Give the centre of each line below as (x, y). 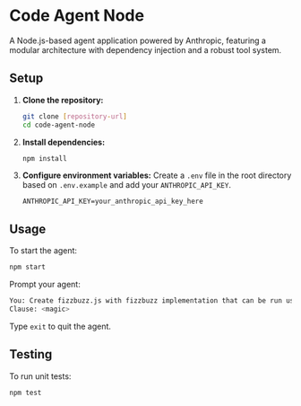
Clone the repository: (63, 100)
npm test (26, 393)
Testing (31, 354)
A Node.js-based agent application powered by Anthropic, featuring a (138, 40)
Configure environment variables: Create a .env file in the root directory (157, 175)
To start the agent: (43, 251)
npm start (28, 267)
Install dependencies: (64, 142)
